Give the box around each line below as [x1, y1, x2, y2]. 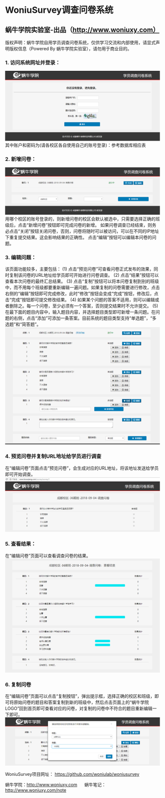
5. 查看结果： [5, 540, 36, 547]
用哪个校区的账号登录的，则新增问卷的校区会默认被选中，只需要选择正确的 [5, 216, 156, 222]
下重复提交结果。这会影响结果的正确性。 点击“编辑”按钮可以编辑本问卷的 [5, 235, 152, 240]
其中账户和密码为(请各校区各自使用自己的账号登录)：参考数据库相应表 [5, 142, 146, 148]
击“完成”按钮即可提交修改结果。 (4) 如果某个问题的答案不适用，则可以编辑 [5, 297, 155, 303]
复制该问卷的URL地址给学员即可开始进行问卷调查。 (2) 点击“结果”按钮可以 [9, 272, 159, 278]
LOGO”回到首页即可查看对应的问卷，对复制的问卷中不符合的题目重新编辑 [5, 706, 153, 711]
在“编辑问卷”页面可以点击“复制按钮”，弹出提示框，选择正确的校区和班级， [5, 693, 155, 699]
